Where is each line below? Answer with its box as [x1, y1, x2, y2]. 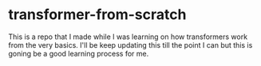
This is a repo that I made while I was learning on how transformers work [8, 32, 248, 41]
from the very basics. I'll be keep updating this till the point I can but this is [8, 40, 253, 49]
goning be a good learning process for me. [8, 49, 149, 58]
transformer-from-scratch [8, 6, 187, 24]
